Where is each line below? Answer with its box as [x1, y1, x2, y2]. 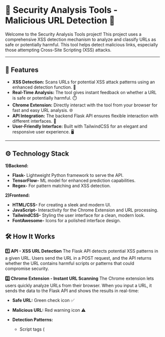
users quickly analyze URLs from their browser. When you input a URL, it [5, 283, 152, 289]
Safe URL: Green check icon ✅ [12, 298, 75, 303]
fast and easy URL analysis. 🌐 [12, 107, 73, 113]
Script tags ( [19, 326, 45, 332]
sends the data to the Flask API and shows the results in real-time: [5, 288, 139, 294]
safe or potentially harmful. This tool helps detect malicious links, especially [5, 41, 158, 47]
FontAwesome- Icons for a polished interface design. [12, 217, 121, 223]
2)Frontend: [5, 192, 30, 198]
